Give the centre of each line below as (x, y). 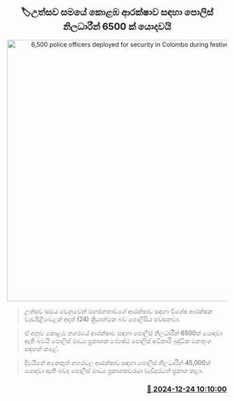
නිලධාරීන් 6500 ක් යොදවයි (117, 27)
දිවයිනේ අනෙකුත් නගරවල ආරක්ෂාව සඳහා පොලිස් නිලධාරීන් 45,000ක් (117, 363)
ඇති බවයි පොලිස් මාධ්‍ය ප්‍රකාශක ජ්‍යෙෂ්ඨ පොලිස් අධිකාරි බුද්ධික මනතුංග (118, 340)
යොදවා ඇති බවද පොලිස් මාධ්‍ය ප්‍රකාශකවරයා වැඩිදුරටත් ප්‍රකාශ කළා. (114, 370)
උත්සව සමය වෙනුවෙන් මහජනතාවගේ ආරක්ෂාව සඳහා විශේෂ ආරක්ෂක (118, 311)
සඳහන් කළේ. (41, 349)
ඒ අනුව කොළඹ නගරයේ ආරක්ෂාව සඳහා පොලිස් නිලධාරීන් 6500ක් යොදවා (123, 333)
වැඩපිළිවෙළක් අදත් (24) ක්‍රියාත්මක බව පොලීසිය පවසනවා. (102, 319)
